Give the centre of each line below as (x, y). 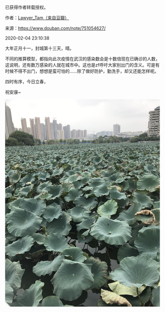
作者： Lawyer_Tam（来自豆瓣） (37, 18)
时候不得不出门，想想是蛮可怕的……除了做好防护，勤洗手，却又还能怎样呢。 (82, 71)
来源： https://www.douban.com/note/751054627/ (55, 28)
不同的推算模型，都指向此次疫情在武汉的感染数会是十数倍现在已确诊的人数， (82, 59)
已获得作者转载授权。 (27, 7)
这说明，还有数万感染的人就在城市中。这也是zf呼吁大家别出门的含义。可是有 (82, 65)
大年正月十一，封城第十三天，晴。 (40, 48)
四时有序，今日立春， (27, 81)
